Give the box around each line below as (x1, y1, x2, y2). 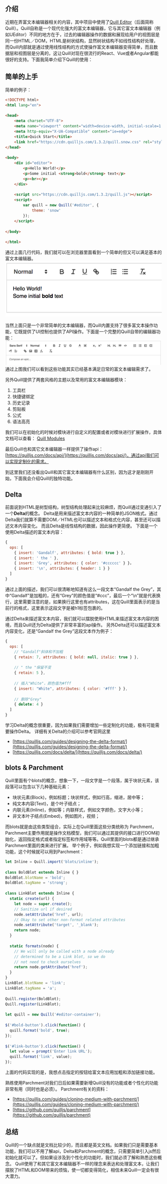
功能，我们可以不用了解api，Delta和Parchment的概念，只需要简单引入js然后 (5, 1148, 161, 1154)
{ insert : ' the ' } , (14, 555, 59, 561)
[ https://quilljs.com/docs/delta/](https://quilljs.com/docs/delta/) (12, 749, 143, 755)
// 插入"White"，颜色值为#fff (14, 681, 72, 686)
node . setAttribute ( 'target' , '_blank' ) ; (14, 923, 99, 928)
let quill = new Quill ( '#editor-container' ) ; (5, 1012, 101, 1017)
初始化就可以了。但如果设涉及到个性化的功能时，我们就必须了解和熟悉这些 (5, 1154, 158, 1161)
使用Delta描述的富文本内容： (5, 529, 64, 535)
